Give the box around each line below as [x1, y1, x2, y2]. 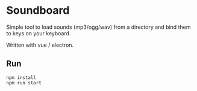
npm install [6, 74, 36, 81]
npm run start [6, 80, 42, 86]
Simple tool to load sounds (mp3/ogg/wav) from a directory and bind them [6, 23, 191, 31]
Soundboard [6, 4, 70, 17]
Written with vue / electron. [6, 41, 74, 48]
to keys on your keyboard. [6, 29, 71, 37]
